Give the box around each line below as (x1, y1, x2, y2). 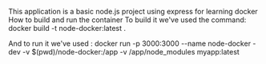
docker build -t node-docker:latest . (8, 24, 127, 32)
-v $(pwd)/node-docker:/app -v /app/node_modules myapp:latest (22, 47, 240, 56)
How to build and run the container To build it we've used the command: (8, 15, 247, 24)
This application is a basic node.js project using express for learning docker (8, 7, 258, 16)
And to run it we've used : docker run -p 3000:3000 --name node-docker (8, 39, 251, 48)
